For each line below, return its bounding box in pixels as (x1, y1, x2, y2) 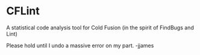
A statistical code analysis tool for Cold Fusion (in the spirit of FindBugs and (6, 24, 194, 31)
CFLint (6, 4, 40, 18)
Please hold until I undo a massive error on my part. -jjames (6, 42, 154, 49)
